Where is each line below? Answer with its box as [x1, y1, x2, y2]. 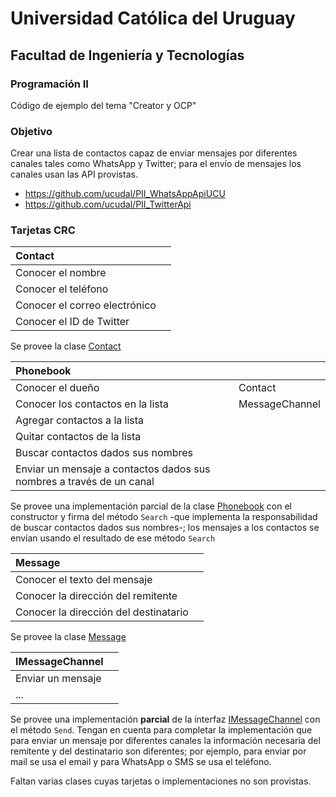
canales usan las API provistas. [10, 168, 138, 181]
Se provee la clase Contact [10, 340, 122, 352]
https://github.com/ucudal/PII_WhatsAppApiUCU [24, 188, 226, 200]
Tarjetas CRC [10, 223, 76, 237]
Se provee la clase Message [10, 631, 127, 643]
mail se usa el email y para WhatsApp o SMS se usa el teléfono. [10, 756, 272, 768]
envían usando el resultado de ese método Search [10, 532, 216, 544]
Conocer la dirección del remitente [15, 589, 178, 603]
